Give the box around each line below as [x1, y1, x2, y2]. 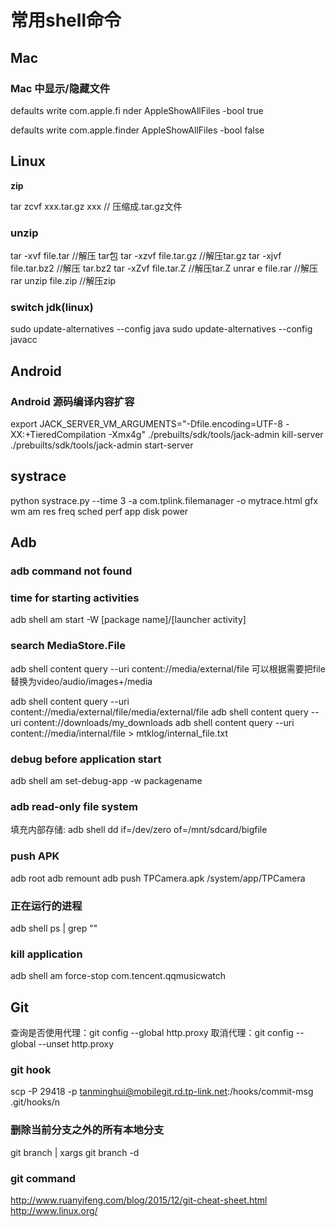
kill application [10, 947, 83, 961]
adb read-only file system [10, 799, 138, 813]
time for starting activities [10, 591, 140, 605]
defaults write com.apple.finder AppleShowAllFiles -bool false [10, 124, 265, 136]
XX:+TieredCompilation [10, 428, 107, 440]
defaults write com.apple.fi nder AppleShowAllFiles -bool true [10, 104, 264, 116]
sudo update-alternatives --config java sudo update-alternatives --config [10, 323, 313, 335]
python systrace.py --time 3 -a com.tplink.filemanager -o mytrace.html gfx [10, 494, 319, 506]
